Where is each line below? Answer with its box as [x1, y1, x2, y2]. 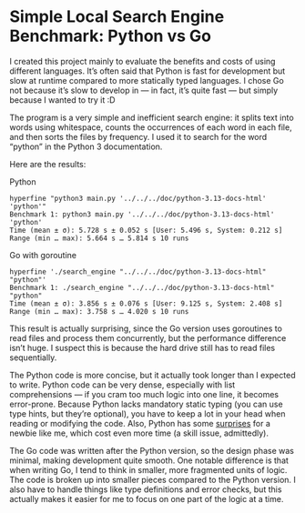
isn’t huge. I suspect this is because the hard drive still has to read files [9, 342, 276, 353]
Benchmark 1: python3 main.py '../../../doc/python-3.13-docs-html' [9, 209, 275, 219]
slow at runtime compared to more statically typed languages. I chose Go [9, 75, 284, 85]
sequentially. [9, 352, 57, 363]
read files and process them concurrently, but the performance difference [9, 332, 287, 343]
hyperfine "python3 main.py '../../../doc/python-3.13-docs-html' [9, 194, 267, 203]
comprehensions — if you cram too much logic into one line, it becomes [9, 388, 280, 399]
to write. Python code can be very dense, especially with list [9, 379, 236, 390]
